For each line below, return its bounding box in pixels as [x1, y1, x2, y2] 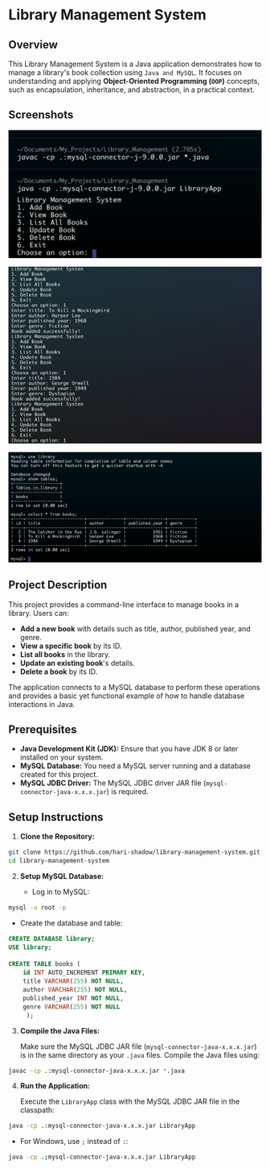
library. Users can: [8, 608, 70, 618]
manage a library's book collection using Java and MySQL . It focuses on [8, 68, 243, 77]
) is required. [106, 787, 149, 797]
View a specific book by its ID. [19, 641, 122, 651]
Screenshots [8, 108, 74, 122]
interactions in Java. [8, 699, 76, 709]
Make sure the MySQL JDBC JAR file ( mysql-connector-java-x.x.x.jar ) [19, 1042, 257, 1051]
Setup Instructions [8, 810, 104, 824]
